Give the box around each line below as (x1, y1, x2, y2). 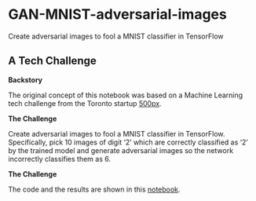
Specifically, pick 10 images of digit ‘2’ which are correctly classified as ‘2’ (8, 137, 249, 147)
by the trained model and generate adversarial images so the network (8, 145, 234, 155)
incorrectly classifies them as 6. (8, 154, 112, 163)
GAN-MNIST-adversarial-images (8, 5, 228, 24)
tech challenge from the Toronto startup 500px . (8, 98, 163, 108)
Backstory (8, 75, 43, 84)
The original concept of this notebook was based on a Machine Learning (8, 90, 243, 100)
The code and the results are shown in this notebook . (8, 185, 181, 194)
